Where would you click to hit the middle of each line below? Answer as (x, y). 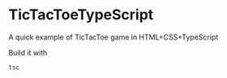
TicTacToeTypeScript (81, 15)
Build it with (28, 52)
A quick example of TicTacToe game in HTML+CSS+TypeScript (113, 37)
